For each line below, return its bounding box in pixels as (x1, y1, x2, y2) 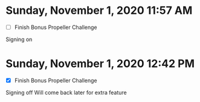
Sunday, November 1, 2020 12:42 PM (5, 57, 195, 71)
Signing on (5, 36, 33, 43)
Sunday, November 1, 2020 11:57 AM (5, 4, 193, 18)
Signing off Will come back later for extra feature (5, 89, 127, 96)
